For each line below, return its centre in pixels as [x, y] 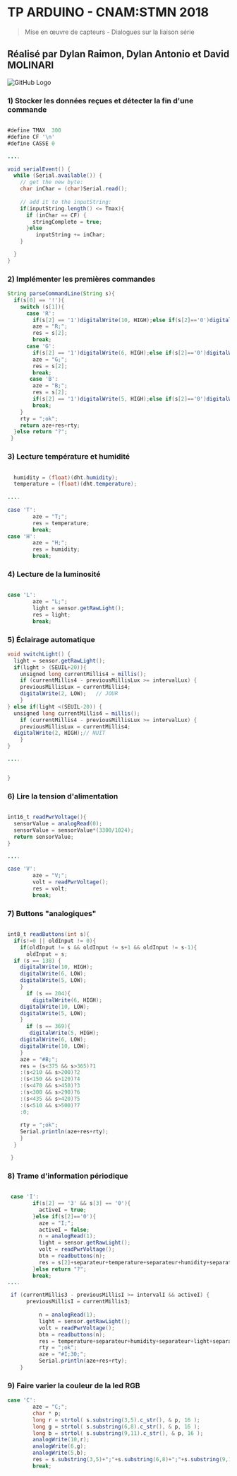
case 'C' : [22, 1400]
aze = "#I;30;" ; [62, 1354]
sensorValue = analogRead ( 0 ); [58, 824]
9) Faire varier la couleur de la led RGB [74, 1385]
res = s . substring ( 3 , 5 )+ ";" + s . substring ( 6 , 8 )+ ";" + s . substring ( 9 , [131, 1460]
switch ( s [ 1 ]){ [42, 307]
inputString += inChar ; [71, 235]
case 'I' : [25, 1197]
